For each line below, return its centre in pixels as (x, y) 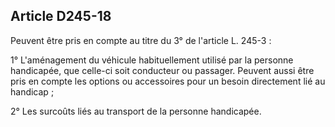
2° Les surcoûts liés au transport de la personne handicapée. (136, 111)
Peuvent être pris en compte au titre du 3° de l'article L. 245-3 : (141, 40)
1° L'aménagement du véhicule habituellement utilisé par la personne (152, 60)
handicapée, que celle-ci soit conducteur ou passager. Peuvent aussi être (162, 70)
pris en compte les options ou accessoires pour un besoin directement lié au (168, 81)
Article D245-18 (61, 16)
